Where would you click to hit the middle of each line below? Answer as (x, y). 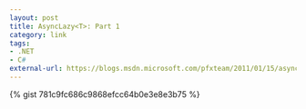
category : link (38, 35)
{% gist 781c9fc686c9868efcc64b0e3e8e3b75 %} (105, 94)
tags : (20, 43)
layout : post (34, 18)
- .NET (22, 52)
